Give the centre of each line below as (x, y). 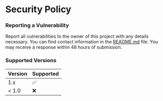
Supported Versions (31, 61)
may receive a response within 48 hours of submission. (64, 47)
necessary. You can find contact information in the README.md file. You (82, 42)
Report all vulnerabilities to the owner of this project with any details (77, 36)
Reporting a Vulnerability (37, 26)
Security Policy (38, 9)
